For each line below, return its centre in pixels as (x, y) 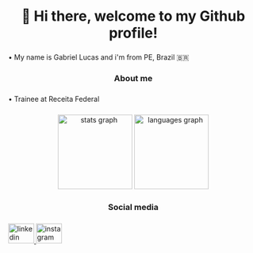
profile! (133, 33)
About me (133, 79)
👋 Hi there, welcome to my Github (133, 16)
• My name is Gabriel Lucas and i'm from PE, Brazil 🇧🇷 (99, 57)
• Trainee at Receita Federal (54, 99)
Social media (133, 207)
